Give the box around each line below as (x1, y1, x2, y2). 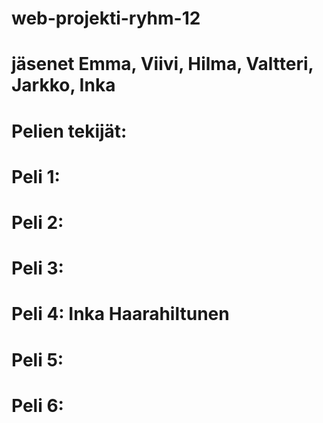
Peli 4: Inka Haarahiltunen (11, 303, 230, 326)
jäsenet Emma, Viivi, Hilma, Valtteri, (11, 53, 314, 76)
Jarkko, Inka (11, 74, 116, 97)
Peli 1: (11, 165, 61, 188)
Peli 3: (11, 257, 64, 280)
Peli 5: (11, 348, 64, 371)
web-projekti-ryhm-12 (11, 7, 201, 30)
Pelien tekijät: (11, 120, 128, 142)
